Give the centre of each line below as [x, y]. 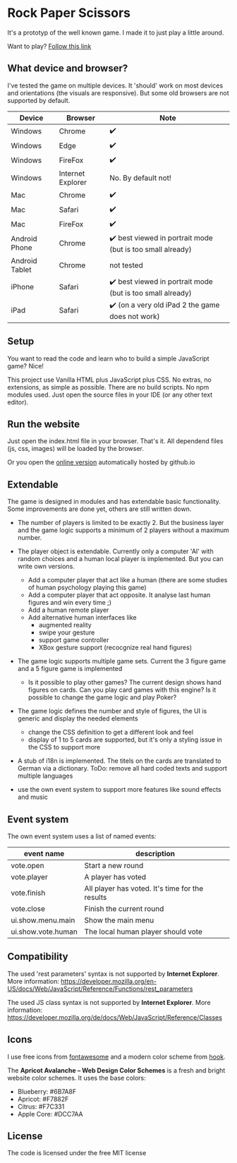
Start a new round [114, 866]
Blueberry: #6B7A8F [47, 1091]
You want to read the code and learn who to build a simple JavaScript [108, 358]
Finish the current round [124, 909]
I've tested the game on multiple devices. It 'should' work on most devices [115, 85]
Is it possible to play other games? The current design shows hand [125, 682]
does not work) [134, 316]
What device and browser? [68, 68]
